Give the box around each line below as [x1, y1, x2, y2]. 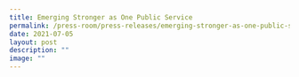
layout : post [9, 37, 58, 47]
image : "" [9, 54, 46, 63]
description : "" [9, 46, 69, 55]
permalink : [9, 21, 50, 30]
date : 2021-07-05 [9, 29, 74, 38]
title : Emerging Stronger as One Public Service [9, 12, 193, 22]
